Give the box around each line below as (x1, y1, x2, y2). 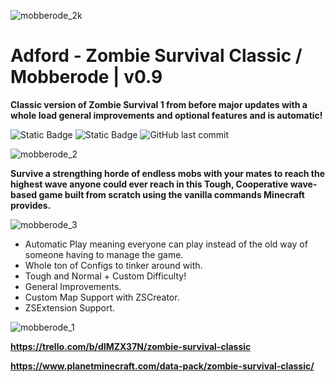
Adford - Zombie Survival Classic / (10, 45, 303, 67)
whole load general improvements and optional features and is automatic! (10, 109, 323, 121)
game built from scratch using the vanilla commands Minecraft (38, 188, 305, 200)
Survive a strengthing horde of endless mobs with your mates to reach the (10, 167, 326, 179)
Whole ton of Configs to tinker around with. (24, 259, 203, 271)
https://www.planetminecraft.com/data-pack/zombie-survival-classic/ (10, 360, 315, 372)
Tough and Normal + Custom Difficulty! (24, 270, 187, 282)
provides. (10, 199, 52, 211)
